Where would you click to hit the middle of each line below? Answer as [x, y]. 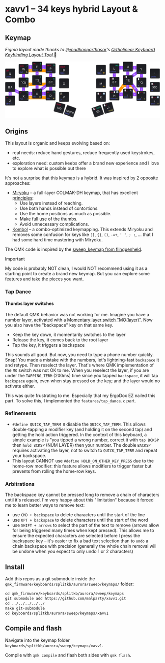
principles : [23, 198]
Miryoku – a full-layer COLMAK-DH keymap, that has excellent [75, 193]
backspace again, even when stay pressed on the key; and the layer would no [82, 381]
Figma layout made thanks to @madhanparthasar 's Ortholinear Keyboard [80, 50]
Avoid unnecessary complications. [54, 224]
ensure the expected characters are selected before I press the [76, 536]
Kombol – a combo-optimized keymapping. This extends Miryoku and [82, 230]
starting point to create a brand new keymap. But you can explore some [78, 274]
